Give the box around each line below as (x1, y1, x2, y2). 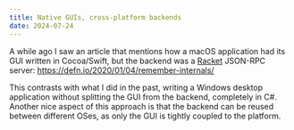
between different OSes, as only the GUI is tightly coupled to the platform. (9, 110, 281, 121)
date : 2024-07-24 (9, 21, 74, 30)
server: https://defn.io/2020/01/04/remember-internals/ (9, 64, 214, 76)
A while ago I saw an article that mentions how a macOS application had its (9, 45, 286, 56)
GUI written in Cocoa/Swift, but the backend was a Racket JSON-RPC (9, 55, 266, 66)
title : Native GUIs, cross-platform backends (9, 12, 181, 22)
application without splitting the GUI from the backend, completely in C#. (9, 91, 277, 102)
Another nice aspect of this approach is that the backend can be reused (9, 101, 274, 111)
